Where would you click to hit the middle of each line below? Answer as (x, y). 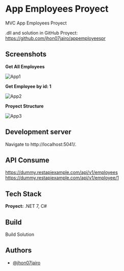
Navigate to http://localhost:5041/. (41, 144)
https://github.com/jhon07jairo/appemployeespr (55, 38)
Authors (19, 250)
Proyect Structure (25, 106)
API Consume (27, 160)
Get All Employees (25, 66)
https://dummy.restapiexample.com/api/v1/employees (61, 172)
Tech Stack (23, 194)
